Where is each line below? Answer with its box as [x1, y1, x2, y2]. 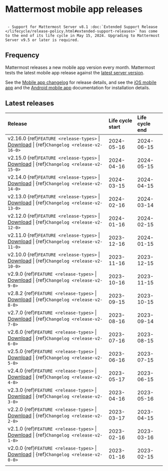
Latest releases [5, 99, 54, 108]
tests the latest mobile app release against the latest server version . [5, 69, 144, 75]
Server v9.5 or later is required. [5, 37, 79, 42]
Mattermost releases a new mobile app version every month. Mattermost [5, 64, 155, 70]
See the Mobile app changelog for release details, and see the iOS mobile [5, 79, 156, 85]
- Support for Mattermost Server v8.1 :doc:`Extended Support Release [7, 24, 157, 29]
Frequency [5, 51, 39, 59]
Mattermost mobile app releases [5, 3, 143, 15]
